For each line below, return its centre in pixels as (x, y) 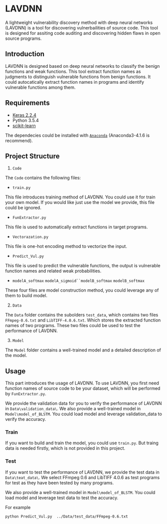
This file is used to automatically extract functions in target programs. (77, 227)
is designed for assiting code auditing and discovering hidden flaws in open (83, 33)
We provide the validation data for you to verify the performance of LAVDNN (83, 403)
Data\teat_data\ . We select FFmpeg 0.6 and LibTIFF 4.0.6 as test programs (83, 477)
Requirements (27, 103)
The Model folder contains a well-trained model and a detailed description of (83, 350)
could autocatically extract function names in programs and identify (75, 82)
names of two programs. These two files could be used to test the (73, 326)
